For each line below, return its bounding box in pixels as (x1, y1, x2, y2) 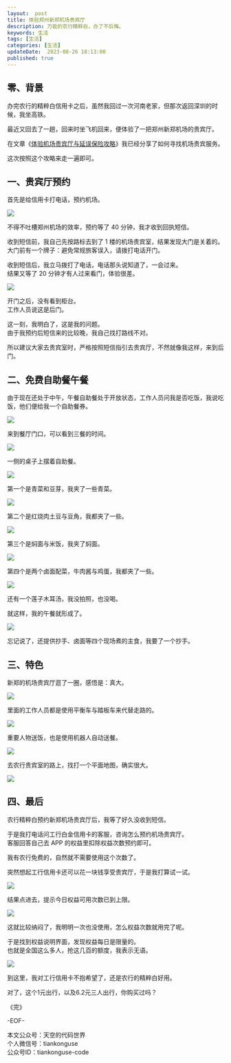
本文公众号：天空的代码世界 (7, 1031, 86, 1039)
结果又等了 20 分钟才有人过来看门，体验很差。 (7, 270, 139, 278)
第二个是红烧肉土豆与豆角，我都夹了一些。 (7, 512, 128, 520)
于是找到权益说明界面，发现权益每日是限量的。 (7, 937, 140, 945)
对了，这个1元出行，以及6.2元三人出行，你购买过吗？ (7, 988, 157, 996)
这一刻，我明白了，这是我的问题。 (7, 320, 104, 329)
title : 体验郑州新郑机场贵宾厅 (7, 17, 85, 23)
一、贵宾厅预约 (7, 176, 71, 188)
